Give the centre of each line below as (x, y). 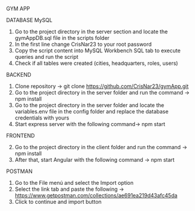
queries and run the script (46, 57)
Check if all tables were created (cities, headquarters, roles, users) (96, 63)
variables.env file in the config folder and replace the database (92, 111)
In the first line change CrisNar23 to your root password (83, 44)
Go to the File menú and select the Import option (74, 183)
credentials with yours (42, 118)
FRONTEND (21, 136)
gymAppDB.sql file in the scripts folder (62, 38)
